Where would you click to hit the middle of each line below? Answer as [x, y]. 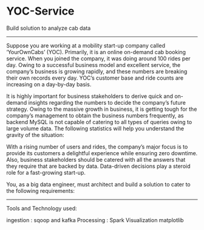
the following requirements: [40, 190]
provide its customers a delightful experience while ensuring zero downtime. [102, 153]
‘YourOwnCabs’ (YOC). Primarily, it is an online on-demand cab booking [96, 52]
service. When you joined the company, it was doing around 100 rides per [98, 58]
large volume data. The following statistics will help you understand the [95, 128]
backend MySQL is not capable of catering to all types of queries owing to [99, 122]
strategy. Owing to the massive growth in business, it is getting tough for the [102, 109]
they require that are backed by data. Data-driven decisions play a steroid [98, 166]
